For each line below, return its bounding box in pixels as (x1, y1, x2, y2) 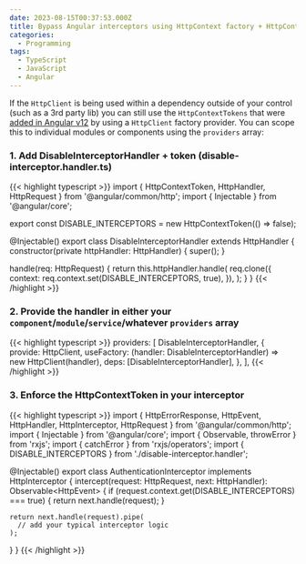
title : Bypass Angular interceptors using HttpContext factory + (9, 22, 262, 31)
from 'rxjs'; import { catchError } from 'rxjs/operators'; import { (9, 438, 244, 449)
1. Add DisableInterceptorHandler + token (9, 149, 197, 162)
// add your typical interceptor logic (17, 520, 169, 529)
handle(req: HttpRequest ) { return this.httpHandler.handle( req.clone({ (9, 263, 271, 274)
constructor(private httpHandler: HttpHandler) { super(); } (9, 246, 226, 257)
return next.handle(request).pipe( (9, 512, 145, 521)
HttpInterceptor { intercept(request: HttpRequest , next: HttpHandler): (9, 475, 268, 487)
